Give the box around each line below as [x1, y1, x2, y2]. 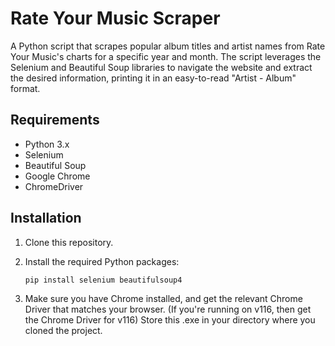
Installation [10, 210, 82, 227]
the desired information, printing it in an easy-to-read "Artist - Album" [10, 72, 297, 84]
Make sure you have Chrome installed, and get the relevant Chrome [24, 293, 303, 305]
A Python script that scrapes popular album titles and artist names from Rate [10, 40, 326, 52]
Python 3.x [24, 138, 70, 150]
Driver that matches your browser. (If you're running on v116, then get [24, 303, 312, 316]
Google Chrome [24, 170, 91, 182]
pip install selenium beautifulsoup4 [24, 275, 183, 285]
